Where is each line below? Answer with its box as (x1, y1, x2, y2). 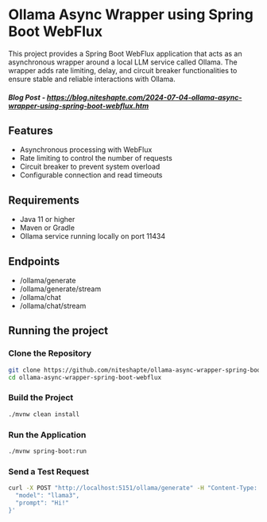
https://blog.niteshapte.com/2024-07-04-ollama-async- (46, 92, 242, 102)
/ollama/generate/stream (19, 284, 102, 294)
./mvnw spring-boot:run (8, 447, 87, 455)
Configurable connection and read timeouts (19, 170, 163, 180)
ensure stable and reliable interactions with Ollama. (8, 74, 176, 84)
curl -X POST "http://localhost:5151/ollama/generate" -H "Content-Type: (8, 484, 258, 493)
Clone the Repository (8, 348, 92, 359)
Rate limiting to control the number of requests (19, 154, 172, 163)
